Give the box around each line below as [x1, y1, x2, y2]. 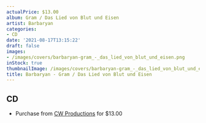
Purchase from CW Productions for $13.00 [15, 110, 123, 118]
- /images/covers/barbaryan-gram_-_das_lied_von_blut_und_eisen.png [6, 54, 185, 60]
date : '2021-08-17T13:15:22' [6, 37, 81, 43]
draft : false [6, 43, 40, 49]
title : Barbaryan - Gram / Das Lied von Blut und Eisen [6, 71, 152, 77]
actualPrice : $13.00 [6, 9, 59, 15]
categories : [6, 26, 37, 32]
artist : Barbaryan [6, 20, 53, 26]
